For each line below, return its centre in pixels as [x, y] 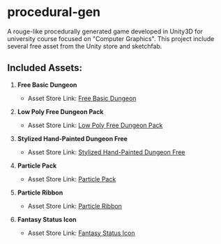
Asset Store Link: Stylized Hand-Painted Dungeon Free [107, 152]
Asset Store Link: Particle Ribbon [75, 206]
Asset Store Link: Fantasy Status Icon [81, 233]
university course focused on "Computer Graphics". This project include [111, 38]
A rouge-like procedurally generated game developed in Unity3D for [105, 31]
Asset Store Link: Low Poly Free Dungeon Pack [95, 125]
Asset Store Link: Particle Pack [72, 179]
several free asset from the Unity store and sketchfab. [85, 46]
